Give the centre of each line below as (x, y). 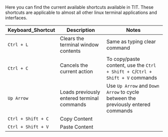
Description (81, 30)
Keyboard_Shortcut (31, 30)
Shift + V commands (132, 78)
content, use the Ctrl (131, 65)
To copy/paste (123, 59)
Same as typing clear (131, 42)
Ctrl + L (18, 45)
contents (70, 51)
